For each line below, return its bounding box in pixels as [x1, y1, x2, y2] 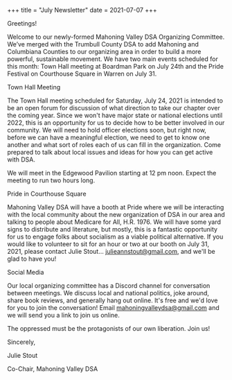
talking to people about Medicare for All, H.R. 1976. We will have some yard [7, 218, 222, 226]
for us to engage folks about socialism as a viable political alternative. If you [7, 232, 224, 241]
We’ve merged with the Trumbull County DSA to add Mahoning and [7, 40, 199, 48]
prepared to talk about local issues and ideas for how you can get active [7, 148, 213, 156]
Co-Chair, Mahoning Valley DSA [7, 365, 98, 373]
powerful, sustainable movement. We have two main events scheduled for [7, 55, 218, 63]
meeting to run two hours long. [7, 176, 96, 184]
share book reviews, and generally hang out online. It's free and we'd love [7, 296, 218, 304]
